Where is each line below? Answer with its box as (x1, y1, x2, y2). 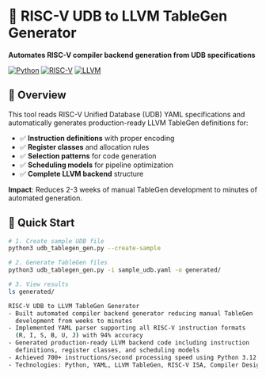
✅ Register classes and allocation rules (19, 142, 150, 151)
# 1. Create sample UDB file (8, 237, 104, 245)
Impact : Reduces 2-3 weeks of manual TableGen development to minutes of (8, 185, 257, 194)
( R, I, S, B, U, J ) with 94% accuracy (15, 332, 144, 340)
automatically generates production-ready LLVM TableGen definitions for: (8, 118, 249, 128)
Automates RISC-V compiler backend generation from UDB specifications (8, 50, 256, 59)
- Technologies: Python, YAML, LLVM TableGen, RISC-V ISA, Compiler (8, 360, 239, 369)
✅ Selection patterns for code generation (19, 150, 157, 161)
